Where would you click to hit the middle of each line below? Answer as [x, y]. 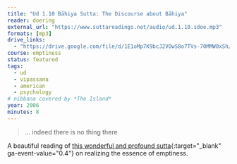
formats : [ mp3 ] [30, 33]
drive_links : [26, 40]
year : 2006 [23, 106]
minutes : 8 [23, 112]
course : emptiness [34, 53]
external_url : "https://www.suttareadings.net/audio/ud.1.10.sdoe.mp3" [115, 27]
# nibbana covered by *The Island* [60, 99]
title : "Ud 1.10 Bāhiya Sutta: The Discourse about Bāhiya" [98, 14]
